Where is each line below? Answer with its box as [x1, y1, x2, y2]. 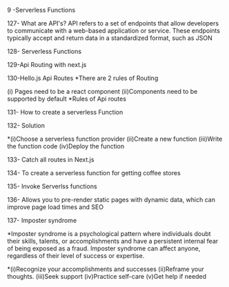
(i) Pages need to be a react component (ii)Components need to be [7, 88, 198, 95]
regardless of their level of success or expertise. [7, 252, 145, 259]
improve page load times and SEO [7, 203, 104, 211]
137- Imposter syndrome [7, 217, 77, 224]
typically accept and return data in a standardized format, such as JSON [7, 34, 212, 42]
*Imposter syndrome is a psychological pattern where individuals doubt [7, 230, 212, 237]
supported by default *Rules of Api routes [7, 95, 126, 103]
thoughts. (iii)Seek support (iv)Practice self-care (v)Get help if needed [7, 273, 207, 280]
